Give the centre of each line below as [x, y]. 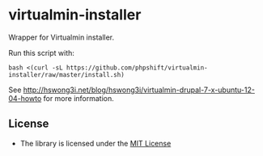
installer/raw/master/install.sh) [67, 74]
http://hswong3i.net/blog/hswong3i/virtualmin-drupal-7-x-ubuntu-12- [139, 90]
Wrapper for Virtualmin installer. [62, 37]
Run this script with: [42, 53]
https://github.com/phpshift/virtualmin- [137, 67]
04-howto [25, 98]
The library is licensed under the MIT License [95, 143]
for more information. [79, 98]
